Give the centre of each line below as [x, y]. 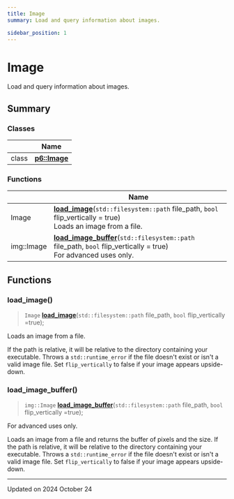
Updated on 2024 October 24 [50, 489]
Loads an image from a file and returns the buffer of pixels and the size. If [113, 440]
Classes [21, 128]
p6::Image [51, 158]
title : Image [26, 14]
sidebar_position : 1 [37, 33]
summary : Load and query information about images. [84, 20]
